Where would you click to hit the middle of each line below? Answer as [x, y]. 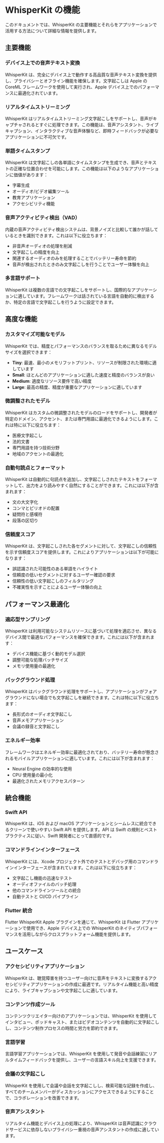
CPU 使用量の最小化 [32, 775]
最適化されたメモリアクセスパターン [48, 781]
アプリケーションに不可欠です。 [37, 137]
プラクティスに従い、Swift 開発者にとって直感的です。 [59, 836]
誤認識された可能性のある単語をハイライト [55, 569]
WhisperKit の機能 [43, 10]
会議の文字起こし [25, 1074]
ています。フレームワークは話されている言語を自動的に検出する [90, 296]
